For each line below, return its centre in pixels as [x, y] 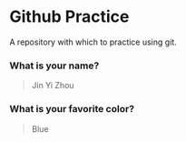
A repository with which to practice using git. [93, 42]
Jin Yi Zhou [53, 86]
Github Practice [69, 17]
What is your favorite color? [72, 109]
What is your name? [54, 66]
